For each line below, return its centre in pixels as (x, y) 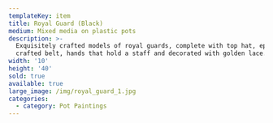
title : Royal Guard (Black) (56, 23)
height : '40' (30, 69)
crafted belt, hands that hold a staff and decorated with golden (130, 53)
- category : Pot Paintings (61, 106)
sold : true (27, 76)
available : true (36, 83)
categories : (28, 99)
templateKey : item (39, 16)
